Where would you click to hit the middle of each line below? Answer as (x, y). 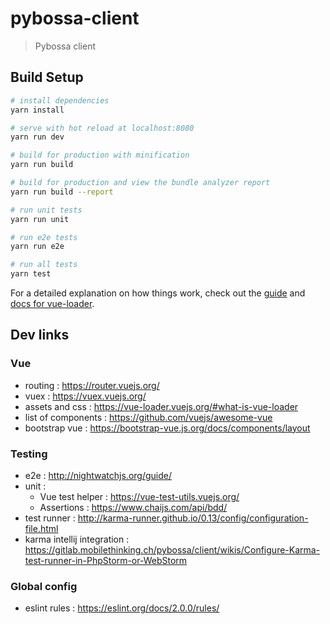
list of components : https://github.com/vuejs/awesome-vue (148, 417)
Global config (44, 586)
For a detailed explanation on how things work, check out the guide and (158, 293)
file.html (41, 528)
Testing (29, 454)
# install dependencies (60, 100)
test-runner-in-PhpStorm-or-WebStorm (106, 560)
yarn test (31, 274)
